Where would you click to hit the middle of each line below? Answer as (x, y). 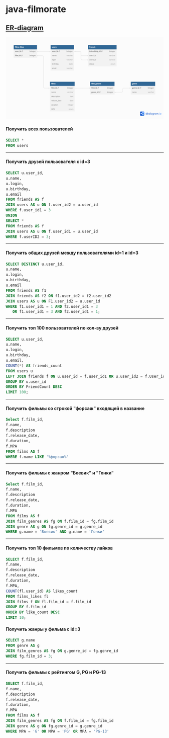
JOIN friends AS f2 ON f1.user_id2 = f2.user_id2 (59, 296)
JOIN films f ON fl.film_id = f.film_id (49, 602)
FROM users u (19, 371)
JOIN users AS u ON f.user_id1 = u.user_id (52, 231)
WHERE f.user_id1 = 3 (28, 210)
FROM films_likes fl (27, 596)
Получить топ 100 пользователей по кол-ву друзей (62, 327)
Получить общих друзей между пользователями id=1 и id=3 (72, 253)
